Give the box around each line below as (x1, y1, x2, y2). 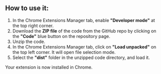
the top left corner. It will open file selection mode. (12, 49, 116, 55)
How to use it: (5, 4, 49, 12)
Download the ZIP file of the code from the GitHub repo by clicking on (12, 27, 157, 34)
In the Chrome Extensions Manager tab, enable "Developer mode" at (12, 17, 156, 23)
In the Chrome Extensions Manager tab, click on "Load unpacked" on (12, 43, 157, 49)
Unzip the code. (12, 38, 46, 44)
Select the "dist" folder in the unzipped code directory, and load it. (12, 54, 150, 60)
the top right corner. (12, 22, 54, 28)
